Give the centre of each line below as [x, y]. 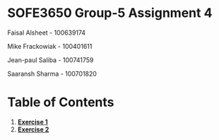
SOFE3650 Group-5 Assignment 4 [110, 13]
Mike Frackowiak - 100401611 [50, 46]
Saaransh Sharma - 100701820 [52, 74]
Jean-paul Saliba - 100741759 [51, 60]
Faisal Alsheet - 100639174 [47, 33]
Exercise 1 [32, 122]
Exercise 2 [33, 129]
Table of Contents [61, 102]
